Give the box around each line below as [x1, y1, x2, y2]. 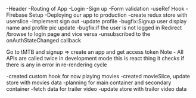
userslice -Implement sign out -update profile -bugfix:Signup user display [6, 18, 187, 24]
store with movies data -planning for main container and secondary [6, 79, 172, 86]
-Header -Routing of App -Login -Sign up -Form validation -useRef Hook [6, 5, 185, 12]
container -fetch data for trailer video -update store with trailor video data [6, 85, 187, 92]
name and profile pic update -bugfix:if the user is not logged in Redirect [6, 24, 182, 31]
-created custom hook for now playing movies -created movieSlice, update [6, 73, 191, 79]
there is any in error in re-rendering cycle [6, 61, 107, 68]
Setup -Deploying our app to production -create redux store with [29, 11, 188, 19]
